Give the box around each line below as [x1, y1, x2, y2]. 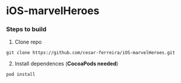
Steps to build [6, 25, 47, 34]
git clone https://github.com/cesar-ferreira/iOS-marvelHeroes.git [6, 50, 176, 56]
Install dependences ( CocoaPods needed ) [14, 60, 119, 67]
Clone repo [14, 38, 42, 45]
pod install [6, 72, 35, 78]
